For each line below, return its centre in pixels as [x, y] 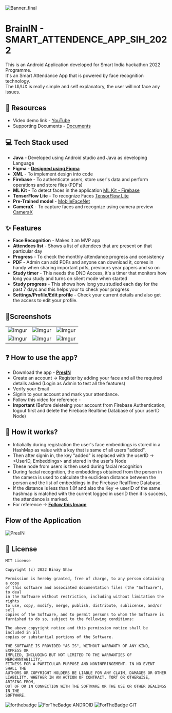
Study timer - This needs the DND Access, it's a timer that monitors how [90, 273]
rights [12, 601]
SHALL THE [16, 669]
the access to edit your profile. [45, 301]
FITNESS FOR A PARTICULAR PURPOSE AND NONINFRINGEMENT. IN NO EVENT [80, 664]
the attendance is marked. [40, 499]
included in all [23, 633]
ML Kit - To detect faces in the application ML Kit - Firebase [76, 190]
